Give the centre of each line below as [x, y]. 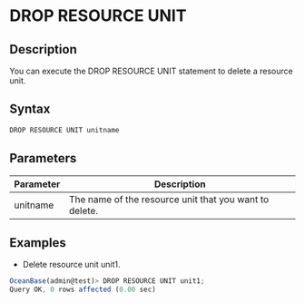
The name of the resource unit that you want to [169, 199]
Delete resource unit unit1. [71, 265]
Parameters [43, 158]
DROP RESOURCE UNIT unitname [64, 130]
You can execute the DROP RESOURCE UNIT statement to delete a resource [151, 71]
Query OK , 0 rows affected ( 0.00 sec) [83, 290]
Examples [38, 243]
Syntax [30, 109]
